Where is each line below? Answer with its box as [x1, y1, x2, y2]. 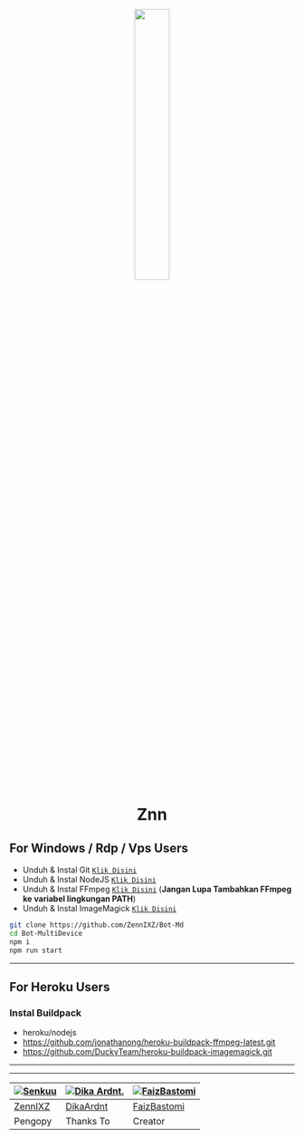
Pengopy [14, 1115, 52, 1128]
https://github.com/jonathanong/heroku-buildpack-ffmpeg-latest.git [22, 1037, 276, 1047]
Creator [132, 1115, 166, 1128]
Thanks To [65, 1115, 110, 1128]
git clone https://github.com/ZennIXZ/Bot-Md [9, 920, 184, 930]
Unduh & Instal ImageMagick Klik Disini [22, 903, 177, 913]
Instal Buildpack [9, 1007, 82, 1019]
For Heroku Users [9, 979, 110, 995]
